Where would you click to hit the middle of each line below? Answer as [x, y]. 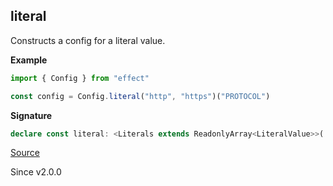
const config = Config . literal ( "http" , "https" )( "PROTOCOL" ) [140, 96]
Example [29, 60]
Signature [31, 115]
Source [25, 153]
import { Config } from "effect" [80, 78]
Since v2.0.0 [36, 172]
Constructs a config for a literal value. [88, 40]
